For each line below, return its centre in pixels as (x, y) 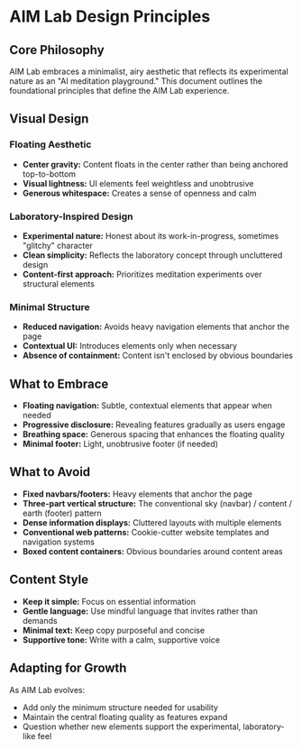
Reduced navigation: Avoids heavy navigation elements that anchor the (156, 327)
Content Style (49, 580)
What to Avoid (50, 472)
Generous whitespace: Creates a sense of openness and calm (139, 193)
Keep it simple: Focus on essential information (109, 601)
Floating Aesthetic (50, 144)
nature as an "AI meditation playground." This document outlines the (136, 81)
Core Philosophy (57, 50)
